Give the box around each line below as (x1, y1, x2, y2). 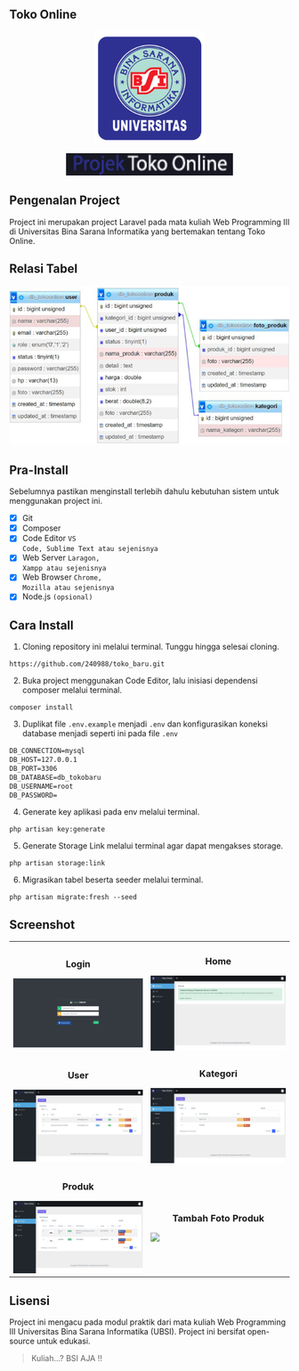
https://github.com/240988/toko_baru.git (9, 660, 166, 669)
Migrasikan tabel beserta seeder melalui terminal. (21, 874, 204, 885)
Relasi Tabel (9, 262, 78, 277)
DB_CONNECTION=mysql (9, 747, 86, 756)
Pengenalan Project (9, 193, 120, 208)
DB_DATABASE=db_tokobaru (9, 774, 101, 783)
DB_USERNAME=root (9, 783, 74, 791)
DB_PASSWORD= (9, 791, 58, 800)
